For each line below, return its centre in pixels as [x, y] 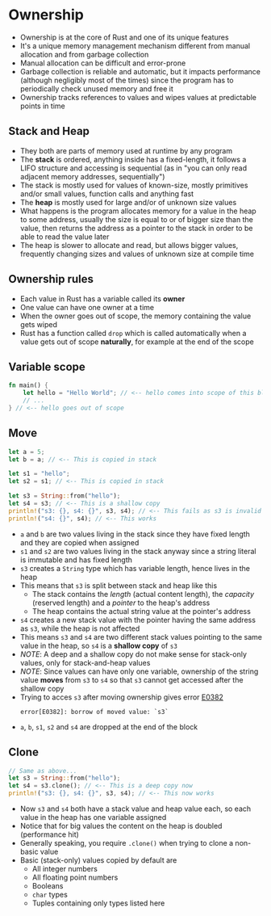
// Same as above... [43, 771]
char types [50, 895]
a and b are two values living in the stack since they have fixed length [135, 534]
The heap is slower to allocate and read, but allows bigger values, [129, 245]
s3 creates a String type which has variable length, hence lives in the [135, 568]
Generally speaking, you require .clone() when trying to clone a [127, 843]
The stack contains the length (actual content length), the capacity [143, 594]
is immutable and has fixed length [76, 560]
